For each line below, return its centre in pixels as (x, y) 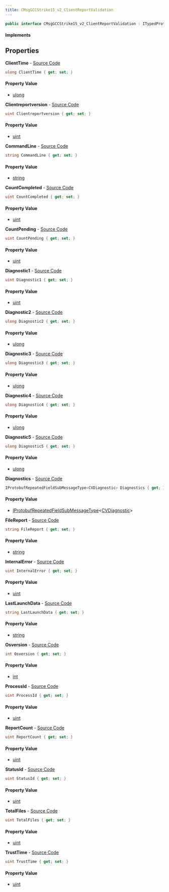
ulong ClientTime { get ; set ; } (39, 72)
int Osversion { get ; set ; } (36, 654)
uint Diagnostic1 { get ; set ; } (39, 280)
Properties (22, 51)
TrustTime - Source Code (32, 852)
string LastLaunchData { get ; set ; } (45, 612)
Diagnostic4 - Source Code (34, 395)
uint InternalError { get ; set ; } (41, 571)
